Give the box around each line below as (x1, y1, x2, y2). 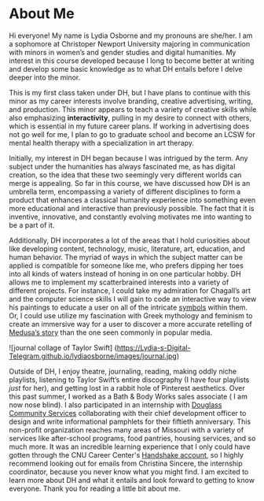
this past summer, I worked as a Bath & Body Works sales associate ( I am (9, 392, 248, 401)
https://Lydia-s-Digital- (116, 343, 191, 352)
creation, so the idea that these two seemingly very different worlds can (9, 170, 242, 180)
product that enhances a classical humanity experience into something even (9, 195, 256, 205)
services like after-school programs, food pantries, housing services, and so (9, 433, 256, 443)
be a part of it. (9, 220, 55, 229)
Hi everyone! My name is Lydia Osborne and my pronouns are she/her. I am (9, 31, 253, 40)
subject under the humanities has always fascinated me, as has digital (9, 161, 236, 171)
